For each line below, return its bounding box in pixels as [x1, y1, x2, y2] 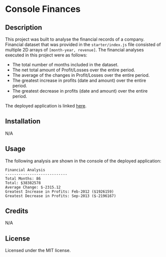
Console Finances [5, 3, 81, 15]
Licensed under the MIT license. [5, 248, 71, 254]
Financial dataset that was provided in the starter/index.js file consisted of [5, 42, 161, 48]
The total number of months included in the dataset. [12, 62, 119, 67]
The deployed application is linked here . [5, 103, 87, 108]
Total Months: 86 [5, 176, 41, 181]
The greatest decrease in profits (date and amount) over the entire [12, 88, 148, 94]
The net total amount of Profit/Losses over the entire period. [12, 67, 135, 73]
